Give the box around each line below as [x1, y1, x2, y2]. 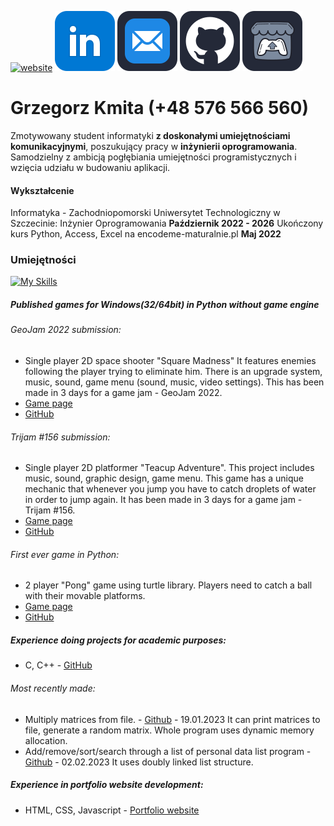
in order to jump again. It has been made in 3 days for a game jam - [24, 494, 303, 506]
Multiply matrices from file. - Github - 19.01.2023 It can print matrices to [24, 713, 321, 725]
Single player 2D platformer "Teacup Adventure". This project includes [24, 462, 315, 474]
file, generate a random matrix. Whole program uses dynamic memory [24, 724, 315, 736]
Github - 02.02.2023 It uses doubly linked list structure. [24, 756, 254, 768]
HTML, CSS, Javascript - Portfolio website [24, 804, 200, 816]
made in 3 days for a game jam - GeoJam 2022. [24, 387, 223, 399]
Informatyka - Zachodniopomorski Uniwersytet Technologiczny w [10, 207, 281, 219]
